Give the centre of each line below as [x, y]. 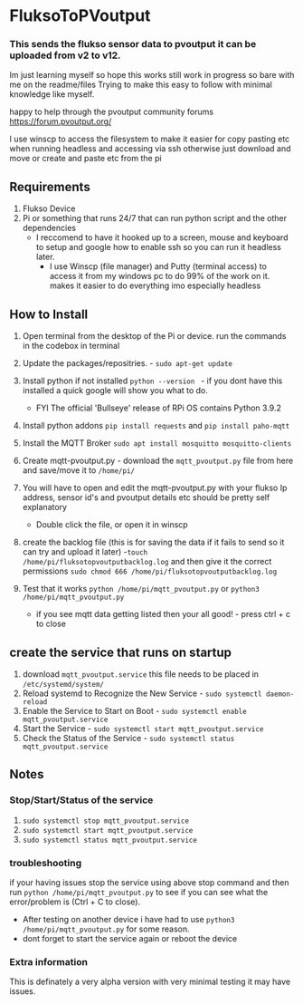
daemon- [280, 694]
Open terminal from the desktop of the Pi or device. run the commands [154, 336]
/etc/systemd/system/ [63, 684]
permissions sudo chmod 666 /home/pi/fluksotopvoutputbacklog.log [150, 571]
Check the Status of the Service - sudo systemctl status [128, 738]
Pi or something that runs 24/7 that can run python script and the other [155, 218]
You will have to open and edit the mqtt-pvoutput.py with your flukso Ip [155, 488]
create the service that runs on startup [121, 652]
